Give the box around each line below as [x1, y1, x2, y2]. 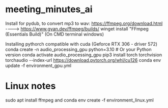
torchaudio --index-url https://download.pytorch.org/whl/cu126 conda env [5, 57, 161, 63]
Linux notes [5, 80, 56, 92]
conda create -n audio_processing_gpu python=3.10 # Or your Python [5, 46, 152, 52]
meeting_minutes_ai [5, 4, 93, 15]
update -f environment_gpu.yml [5, 62, 72, 68]
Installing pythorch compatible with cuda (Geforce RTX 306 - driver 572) [5, 41, 158, 47]
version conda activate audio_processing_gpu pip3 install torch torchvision [5, 52, 162, 58]
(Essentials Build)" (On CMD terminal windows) [5, 31, 104, 37]
